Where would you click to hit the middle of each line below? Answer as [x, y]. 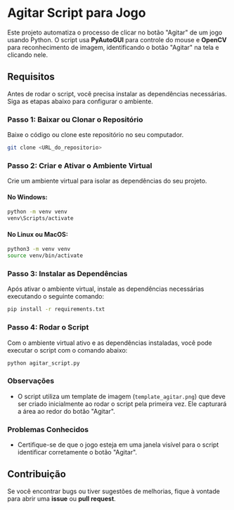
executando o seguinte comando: [56, 296]
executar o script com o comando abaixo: [67, 350]
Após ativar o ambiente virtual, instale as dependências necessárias [106, 289]
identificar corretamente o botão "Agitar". [77, 452]
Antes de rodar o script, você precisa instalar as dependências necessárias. [117, 93]
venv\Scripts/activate [40, 218]
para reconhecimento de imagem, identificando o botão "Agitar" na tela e [113, 47]
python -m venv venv [38, 212]
